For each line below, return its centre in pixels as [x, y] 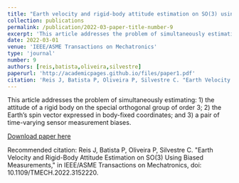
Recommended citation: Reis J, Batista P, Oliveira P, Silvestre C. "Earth [110, 150]
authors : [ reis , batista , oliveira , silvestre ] [74, 67]
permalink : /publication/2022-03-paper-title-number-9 [90, 27]
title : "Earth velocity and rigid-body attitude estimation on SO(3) [113, 14]
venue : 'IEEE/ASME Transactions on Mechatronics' [83, 47]
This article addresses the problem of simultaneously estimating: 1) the [111, 100]
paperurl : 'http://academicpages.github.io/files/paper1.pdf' [101, 73]
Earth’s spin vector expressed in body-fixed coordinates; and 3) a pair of [113, 115]
